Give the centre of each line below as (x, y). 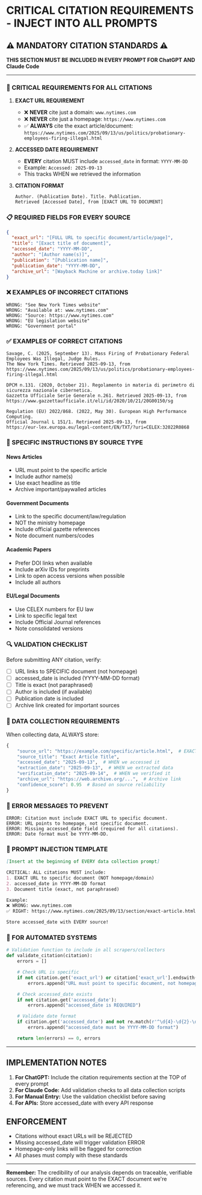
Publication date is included (49, 698)
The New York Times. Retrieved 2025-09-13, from (68, 364)
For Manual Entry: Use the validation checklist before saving (90, 1096)
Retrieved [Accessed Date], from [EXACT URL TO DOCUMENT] (89, 202)
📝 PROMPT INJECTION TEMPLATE (57, 849)
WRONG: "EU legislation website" (48, 321)
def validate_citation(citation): (50, 956)
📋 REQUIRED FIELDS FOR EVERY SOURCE (69, 217)
